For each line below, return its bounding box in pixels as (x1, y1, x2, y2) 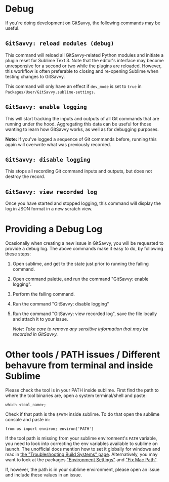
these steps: (5, 251, 31, 257)
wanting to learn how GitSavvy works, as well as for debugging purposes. (5, 126, 159, 132)
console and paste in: (5, 417, 50, 423)
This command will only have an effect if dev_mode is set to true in (5, 83, 142, 89)
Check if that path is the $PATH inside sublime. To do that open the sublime (5, 411, 160, 417)
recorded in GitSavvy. (12, 331, 58, 337)
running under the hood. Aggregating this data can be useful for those (5, 121, 152, 127)
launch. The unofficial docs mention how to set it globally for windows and (5, 446, 160, 452)
